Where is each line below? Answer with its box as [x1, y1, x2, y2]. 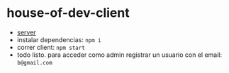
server [16, 28, 36, 36]
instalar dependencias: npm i [16, 35, 101, 44]
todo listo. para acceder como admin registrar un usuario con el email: [16, 51, 223, 59]
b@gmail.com [16, 59, 52, 66]
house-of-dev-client [6, 5, 130, 21]
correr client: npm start [16, 43, 86, 51]
